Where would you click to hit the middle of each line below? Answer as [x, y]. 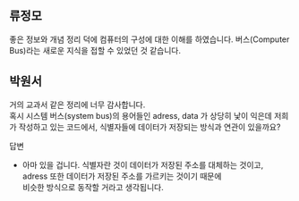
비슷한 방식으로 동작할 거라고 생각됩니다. [93, 187]
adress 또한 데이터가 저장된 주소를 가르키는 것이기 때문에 [122, 176]
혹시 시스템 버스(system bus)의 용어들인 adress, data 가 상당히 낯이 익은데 [141, 115]
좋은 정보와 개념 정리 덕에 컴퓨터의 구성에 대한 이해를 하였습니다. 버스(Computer [149, 39]
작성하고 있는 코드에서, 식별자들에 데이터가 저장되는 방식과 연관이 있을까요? [149, 127]
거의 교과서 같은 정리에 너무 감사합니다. [77, 105]
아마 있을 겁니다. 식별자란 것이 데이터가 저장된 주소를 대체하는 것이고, [143, 164]
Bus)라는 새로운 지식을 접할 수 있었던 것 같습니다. [95, 50]
